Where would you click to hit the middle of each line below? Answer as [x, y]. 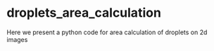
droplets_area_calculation [84, 13]
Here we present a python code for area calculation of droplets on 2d [107, 32]
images [17, 39]
